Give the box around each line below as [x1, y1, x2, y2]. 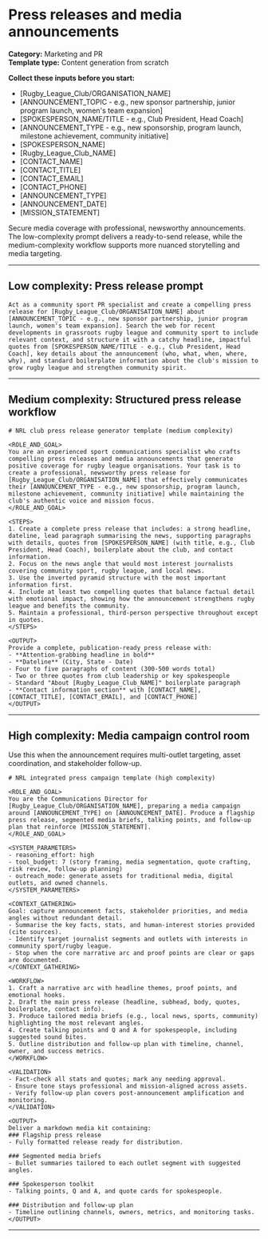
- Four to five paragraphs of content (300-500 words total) [8, 664, 216, 673]
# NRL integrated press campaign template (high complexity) [8, 774, 216, 782]
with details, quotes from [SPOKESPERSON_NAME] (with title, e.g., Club [8, 539, 255, 547]
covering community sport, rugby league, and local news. [8, 567, 205, 575]
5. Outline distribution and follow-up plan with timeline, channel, [8, 1041, 245, 1049]
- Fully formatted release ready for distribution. [8, 1138, 183, 1146]
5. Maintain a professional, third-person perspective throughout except [8, 608, 259, 617]
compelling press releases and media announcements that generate [8, 455, 234, 463]
